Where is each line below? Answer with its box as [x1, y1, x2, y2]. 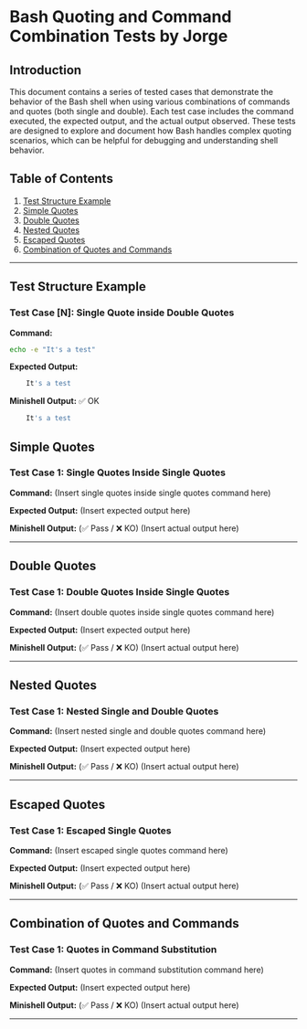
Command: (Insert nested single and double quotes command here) [9, 726, 267, 737]
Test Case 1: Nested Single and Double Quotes [9, 705, 219, 717]
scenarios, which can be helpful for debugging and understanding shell [9, 135, 279, 145]
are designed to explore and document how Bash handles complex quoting [9, 125, 292, 136]
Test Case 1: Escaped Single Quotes [9, 824, 172, 837]
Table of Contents [9, 171, 114, 186]
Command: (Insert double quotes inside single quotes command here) [9, 606, 275, 618]
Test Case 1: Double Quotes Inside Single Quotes [9, 586, 230, 599]
